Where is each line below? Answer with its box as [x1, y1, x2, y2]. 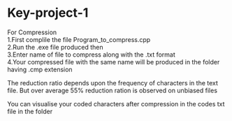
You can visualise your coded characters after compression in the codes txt [7, 99, 225, 108]
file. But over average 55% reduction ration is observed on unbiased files [7, 86, 218, 94]
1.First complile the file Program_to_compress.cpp [7, 35, 151, 43]
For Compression [7, 28, 57, 36]
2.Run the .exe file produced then [7, 43, 103, 51]
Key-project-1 [7, 5, 89, 21]
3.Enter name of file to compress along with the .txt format [7, 50, 176, 59]
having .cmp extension [7, 65, 73, 73]
